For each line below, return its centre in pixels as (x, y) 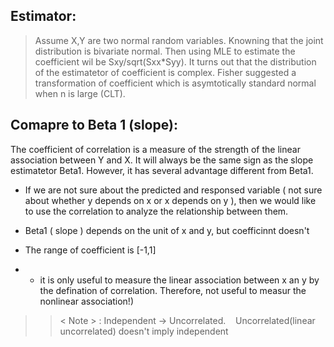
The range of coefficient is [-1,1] (90, 250)
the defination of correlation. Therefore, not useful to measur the (173, 290)
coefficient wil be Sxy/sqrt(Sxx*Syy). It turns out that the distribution (175, 61)
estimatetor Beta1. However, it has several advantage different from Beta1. (162, 170)
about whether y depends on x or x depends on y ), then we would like (170, 200)
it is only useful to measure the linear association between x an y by (179, 280)
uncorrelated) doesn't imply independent (144, 331)
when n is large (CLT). (80, 93)
